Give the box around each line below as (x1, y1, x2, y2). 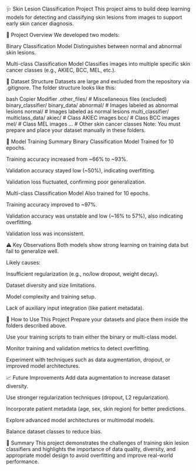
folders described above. (6, 322, 67, 329)
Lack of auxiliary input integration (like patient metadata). (6, 304, 144, 311)
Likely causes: (6, 259, 41, 266)
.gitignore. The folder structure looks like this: (6, 84, 116, 91)
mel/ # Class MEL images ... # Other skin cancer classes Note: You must (6, 120, 181, 127)
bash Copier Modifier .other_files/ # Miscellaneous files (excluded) (6, 96, 167, 102)
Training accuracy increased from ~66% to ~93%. (6, 155, 128, 162)
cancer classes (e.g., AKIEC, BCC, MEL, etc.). (6, 67, 116, 73)
